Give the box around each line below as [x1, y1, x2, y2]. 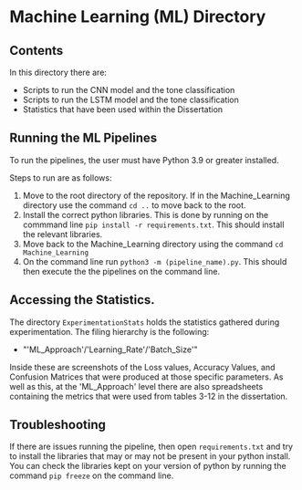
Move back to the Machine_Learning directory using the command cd [22, 238, 284, 249]
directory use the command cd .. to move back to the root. [22, 199, 246, 211]
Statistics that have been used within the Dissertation [22, 104, 224, 115]
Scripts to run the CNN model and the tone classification [22, 85, 235, 95]
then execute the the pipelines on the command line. [22, 266, 221, 276]
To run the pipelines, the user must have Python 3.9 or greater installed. [9, 154, 280, 165]
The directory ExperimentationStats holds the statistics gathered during [9, 317, 280, 328]
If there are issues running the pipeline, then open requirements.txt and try [9, 441, 294, 453]
